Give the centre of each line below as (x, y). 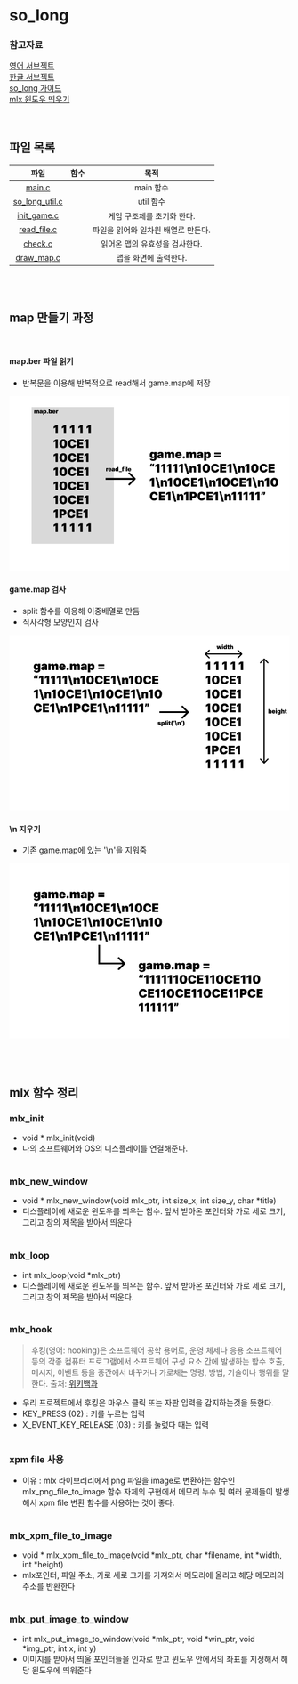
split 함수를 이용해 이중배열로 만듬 (81, 611)
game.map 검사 (38, 589)
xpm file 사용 (36, 1459)
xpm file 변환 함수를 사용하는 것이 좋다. (107, 1503)
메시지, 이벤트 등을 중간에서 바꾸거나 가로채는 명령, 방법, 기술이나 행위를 (155, 1372)
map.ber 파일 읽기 (41, 361)
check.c (38, 243)
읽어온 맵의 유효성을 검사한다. (152, 244)
